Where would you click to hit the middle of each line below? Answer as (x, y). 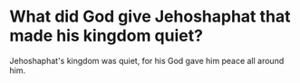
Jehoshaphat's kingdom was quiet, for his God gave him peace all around (147, 60)
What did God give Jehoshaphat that (150, 17)
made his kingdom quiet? (106, 36)
